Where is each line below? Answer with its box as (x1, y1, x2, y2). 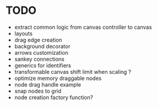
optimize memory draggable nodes (14, 75, 102, 82)
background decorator (14, 43, 71, 50)
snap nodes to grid (14, 87, 62, 94)
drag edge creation (14, 36, 63, 43)
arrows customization (14, 49, 69, 56)
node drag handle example (14, 81, 81, 88)
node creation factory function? (14, 94, 93, 101)
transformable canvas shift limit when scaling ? (14, 68, 131, 75)
